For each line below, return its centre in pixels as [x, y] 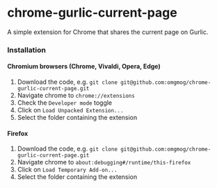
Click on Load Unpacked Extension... [70, 110]
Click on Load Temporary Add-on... [67, 170]
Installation [27, 50]
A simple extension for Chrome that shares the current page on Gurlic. [108, 32]
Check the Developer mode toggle [65, 103]
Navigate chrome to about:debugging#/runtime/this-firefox [104, 162]
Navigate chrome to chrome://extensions [76, 96]
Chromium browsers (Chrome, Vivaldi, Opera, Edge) [84, 67]
